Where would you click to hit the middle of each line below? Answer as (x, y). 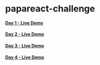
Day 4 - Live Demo (25, 57)
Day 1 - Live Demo (24, 22)
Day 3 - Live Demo (25, 45)
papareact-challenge (50, 9)
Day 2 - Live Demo (25, 34)
